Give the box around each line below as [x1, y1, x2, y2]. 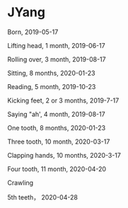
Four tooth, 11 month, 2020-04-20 [7, 164, 107, 173]
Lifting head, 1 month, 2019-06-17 [7, 41, 105, 50]
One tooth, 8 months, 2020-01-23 [7, 123, 106, 132]
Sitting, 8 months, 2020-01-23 [7, 69, 95, 77]
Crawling [7, 178, 34, 187]
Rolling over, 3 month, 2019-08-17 [7, 54, 106, 64]
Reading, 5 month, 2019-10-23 [7, 82, 96, 91]
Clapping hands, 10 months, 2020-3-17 [7, 151, 122, 159]
